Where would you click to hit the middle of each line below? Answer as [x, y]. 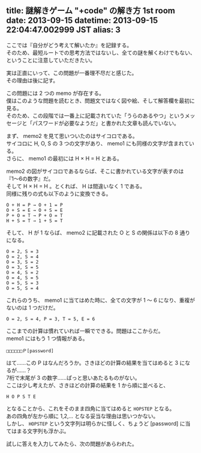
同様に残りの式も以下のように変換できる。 [59, 193]
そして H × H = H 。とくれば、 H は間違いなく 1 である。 [76, 186]
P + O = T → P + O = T [34, 215]
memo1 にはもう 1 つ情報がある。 [47, 338]
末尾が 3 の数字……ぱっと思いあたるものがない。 [80, 377]
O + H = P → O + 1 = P [34, 205]
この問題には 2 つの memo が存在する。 [55, 93]
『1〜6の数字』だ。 [30, 178]
